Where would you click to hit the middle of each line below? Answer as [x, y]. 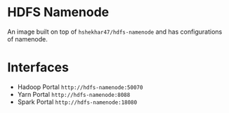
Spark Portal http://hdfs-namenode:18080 [77, 102]
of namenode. [27, 39]
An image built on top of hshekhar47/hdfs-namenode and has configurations [115, 32]
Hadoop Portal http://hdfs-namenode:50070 [80, 87]
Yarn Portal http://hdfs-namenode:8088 [74, 94]
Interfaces [38, 68]
